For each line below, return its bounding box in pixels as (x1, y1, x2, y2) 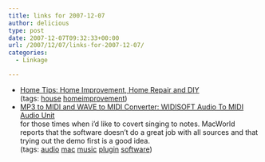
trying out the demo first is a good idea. (19, 136, 150, 145)
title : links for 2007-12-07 (8, 11, 105, 20)
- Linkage (15, 57, 48, 65)
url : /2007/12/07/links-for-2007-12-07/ (8, 41, 145, 49)
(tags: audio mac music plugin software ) (19, 144, 153, 154)
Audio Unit (19, 110, 55, 120)
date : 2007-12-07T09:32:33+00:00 (8, 34, 120, 42)
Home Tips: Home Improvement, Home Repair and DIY (19, 85, 200, 94)
